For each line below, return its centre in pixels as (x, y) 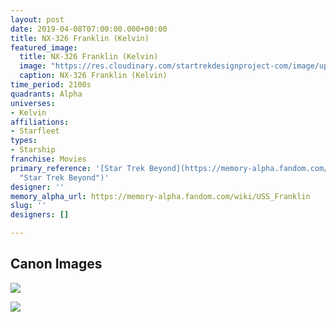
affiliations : (40, 122)
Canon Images (56, 264)
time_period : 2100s (51, 85)
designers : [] (40, 215)
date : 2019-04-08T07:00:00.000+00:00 (89, 29)
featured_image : (44, 47)
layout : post (37, 19)
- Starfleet (35, 131)
